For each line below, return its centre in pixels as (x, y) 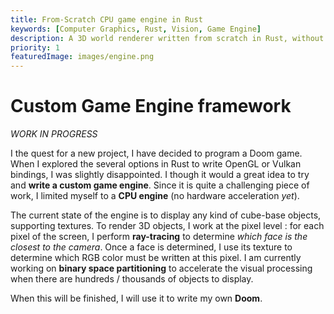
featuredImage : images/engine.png (82, 57)
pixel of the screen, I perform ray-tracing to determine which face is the (159, 237)
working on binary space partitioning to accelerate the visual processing (161, 268)
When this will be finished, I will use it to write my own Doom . (136, 298)
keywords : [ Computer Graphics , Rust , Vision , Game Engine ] (136, 29)
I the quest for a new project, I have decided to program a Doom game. (156, 153)
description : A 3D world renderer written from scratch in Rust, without (167, 38)
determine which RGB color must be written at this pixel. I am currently (156, 258)
